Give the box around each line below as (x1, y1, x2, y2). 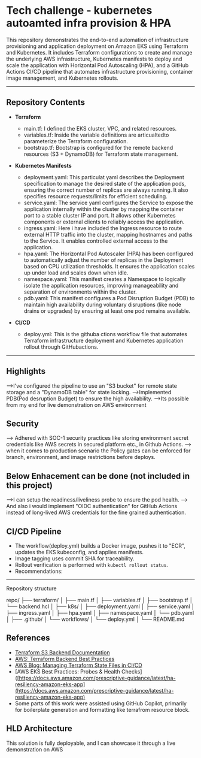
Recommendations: (14, 567, 63, 575)
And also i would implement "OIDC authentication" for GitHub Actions (6, 503, 178, 510)
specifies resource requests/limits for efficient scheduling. (23, 192, 167, 200)
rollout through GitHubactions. (23, 343, 99, 351)
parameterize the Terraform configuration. (23, 137, 129, 144)
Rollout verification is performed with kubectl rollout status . (14, 561, 169, 568)
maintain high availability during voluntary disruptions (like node (23, 301, 181, 308)
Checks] (121, 668, 142, 675)
